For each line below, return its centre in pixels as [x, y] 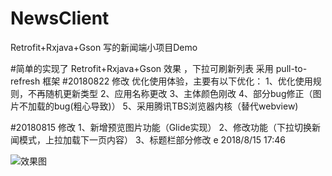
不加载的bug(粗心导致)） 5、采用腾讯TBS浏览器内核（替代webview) [158, 106]
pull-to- [291, 68]
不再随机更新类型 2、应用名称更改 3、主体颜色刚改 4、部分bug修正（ [170, 93]
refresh [25, 81]
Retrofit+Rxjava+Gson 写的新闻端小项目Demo [104, 47]
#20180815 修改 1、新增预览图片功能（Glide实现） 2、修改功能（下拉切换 [161, 127]
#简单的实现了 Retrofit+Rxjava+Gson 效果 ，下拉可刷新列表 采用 [142, 68]
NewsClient [60, 18]
